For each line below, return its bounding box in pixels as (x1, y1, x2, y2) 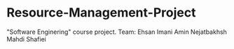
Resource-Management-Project (6, 5, 196, 21)
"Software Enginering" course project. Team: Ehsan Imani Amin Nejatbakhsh (6, 28, 227, 36)
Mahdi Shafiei (6, 35, 46, 43)
